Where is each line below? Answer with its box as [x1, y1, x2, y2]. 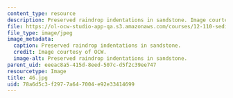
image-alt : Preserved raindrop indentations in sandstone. [13, 55, 188, 62]
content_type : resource [7, 10, 76, 17]
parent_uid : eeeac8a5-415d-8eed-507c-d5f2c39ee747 [7, 61, 157, 68]
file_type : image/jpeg [7, 29, 73, 37]
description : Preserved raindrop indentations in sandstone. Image [7, 17, 207, 23]
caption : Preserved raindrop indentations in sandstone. [13, 42, 182, 49]
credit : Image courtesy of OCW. [13, 49, 107, 56]
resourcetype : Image [7, 68, 67, 75]
